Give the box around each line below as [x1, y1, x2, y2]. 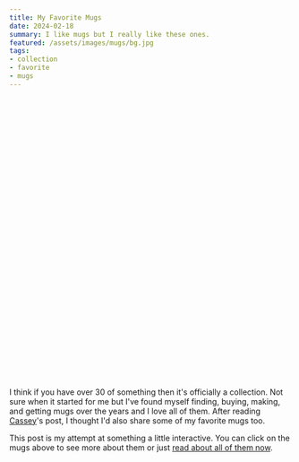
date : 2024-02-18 [9, 22, 74, 31]
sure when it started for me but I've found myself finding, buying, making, [9, 396, 280, 406]
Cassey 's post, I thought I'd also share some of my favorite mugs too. [9, 414, 266, 426]
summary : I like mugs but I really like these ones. [9, 30, 210, 39]
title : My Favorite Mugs [9, 13, 102, 22]
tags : [9, 47, 30, 56]
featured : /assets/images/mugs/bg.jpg [9, 38, 154, 48]
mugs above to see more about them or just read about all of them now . [9, 441, 273, 453]
